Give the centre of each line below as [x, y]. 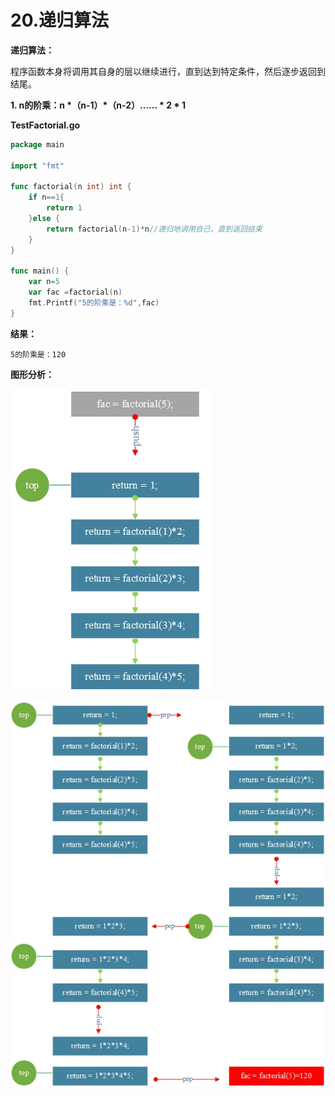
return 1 [64, 208]
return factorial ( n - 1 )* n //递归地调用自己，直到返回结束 [154, 229]
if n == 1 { [46, 197]
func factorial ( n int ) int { [71, 187]
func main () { [40, 271]
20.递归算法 [60, 20]
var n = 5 [44, 282]
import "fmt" [37, 166]
